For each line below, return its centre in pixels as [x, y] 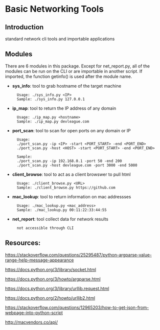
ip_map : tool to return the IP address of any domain [64, 108]
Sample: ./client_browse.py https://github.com [66, 188]
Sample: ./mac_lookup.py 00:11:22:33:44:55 [62, 210]
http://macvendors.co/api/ [31, 322]
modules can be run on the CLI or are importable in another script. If [74, 71]
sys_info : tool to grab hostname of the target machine [67, 86]
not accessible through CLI [46, 228]
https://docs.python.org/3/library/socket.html [51, 269]
